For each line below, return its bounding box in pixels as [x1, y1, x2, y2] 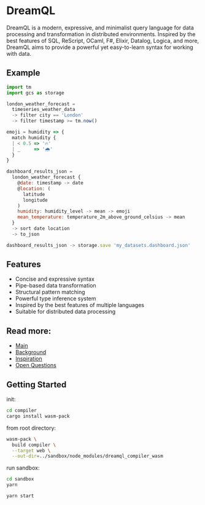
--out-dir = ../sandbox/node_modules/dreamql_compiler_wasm [12, 453, 164, 460]
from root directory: [6, 424, 56, 431]
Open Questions [15, 362, 57, 369]
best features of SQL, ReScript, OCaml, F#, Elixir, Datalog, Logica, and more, [6, 37, 199, 44]
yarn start [6, 493, 34, 499]
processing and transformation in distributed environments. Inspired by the [6, 30, 196, 37]
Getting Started [6, 379, 67, 390]
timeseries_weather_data [12, 107, 75, 113]
